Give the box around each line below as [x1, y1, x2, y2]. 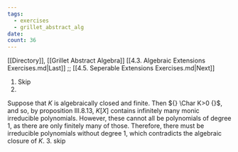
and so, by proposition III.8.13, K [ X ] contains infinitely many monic [7, 107, 200, 115]
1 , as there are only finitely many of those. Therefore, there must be [7, 121, 205, 130]
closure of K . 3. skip [7, 136, 66, 146]
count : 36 [7, 37, 37, 44]
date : [7, 30, 23, 38]
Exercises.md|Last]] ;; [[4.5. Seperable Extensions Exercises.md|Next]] [7, 64, 215, 72]
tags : [7, 10, 23, 18]
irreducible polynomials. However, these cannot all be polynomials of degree [7, 114, 232, 123]
